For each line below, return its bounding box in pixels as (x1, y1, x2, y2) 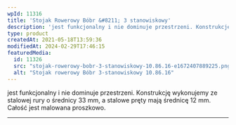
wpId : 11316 (7, 10, 42, 18)
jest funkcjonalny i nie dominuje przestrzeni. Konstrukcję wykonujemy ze (7, 88, 218, 97)
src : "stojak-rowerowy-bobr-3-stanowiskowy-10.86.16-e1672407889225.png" (13, 63, 234, 70)
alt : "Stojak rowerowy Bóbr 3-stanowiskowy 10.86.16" (13, 69, 174, 76)
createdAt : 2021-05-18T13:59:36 (7, 37, 102, 44)
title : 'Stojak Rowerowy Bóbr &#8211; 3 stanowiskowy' (7, 17, 171, 24)
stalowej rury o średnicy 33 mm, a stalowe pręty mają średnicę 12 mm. (7, 96, 211, 104)
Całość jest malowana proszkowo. (7, 103, 106, 112)
